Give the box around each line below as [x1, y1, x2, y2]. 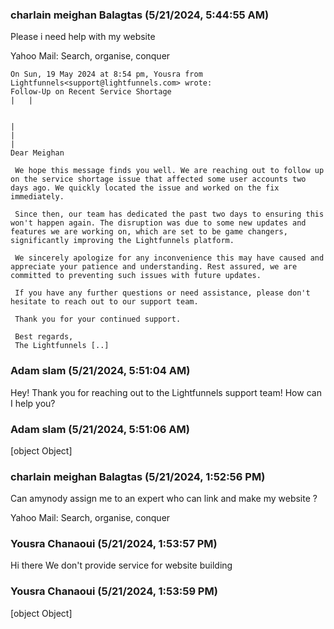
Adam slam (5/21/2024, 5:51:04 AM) [10, 364, 191, 378]
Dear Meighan [10, 148, 65, 158]
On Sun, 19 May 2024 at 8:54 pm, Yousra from [10, 69, 203, 80]
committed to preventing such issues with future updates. [10, 271, 262, 281]
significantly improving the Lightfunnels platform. [10, 236, 235, 246]
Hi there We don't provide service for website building [10, 559, 233, 572]
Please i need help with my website [10, 31, 156, 43]
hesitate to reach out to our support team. [10, 297, 199, 307]
